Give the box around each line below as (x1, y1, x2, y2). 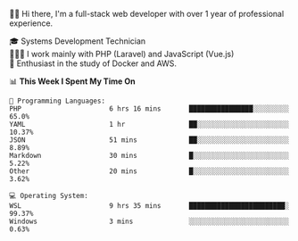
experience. (9, 18, 54, 29)
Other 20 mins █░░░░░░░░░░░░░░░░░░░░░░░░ (9, 167, 290, 176)
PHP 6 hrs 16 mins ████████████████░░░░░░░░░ (9, 104, 290, 113)
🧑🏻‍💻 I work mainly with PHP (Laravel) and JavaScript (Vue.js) (9, 49, 235, 59)
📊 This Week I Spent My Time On (9, 76, 136, 87)
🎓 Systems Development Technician (9, 36, 146, 46)
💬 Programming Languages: (9, 96, 105, 105)
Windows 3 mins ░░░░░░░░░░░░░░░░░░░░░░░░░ (9, 217, 290, 226)
